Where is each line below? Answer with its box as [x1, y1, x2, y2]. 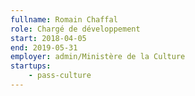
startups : [10, 61, 52, 71]
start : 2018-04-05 [10, 33, 87, 43]
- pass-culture [28, 71, 92, 81]
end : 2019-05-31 [10, 42, 78, 53]
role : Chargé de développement [10, 24, 141, 34]
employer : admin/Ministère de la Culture [10, 52, 186, 62]
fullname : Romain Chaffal [10, 14, 118, 25]
